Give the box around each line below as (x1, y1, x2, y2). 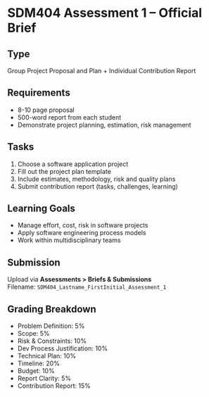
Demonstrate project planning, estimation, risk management (17, 120, 191, 129)
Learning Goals (7, 203, 76, 215)
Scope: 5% (17, 329, 50, 338)
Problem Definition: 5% (17, 322, 85, 330)
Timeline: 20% (17, 359, 60, 367)
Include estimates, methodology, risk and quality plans (17, 175, 176, 183)
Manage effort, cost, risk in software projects (17, 221, 148, 229)
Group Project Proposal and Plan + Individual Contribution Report (7, 67, 196, 75)
